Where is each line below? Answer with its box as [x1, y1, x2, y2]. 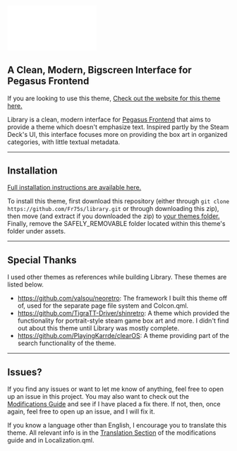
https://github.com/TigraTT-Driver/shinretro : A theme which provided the [17, 309, 231, 318]
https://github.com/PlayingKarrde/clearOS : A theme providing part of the [17, 332, 229, 340]
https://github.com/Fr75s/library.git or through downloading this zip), [7, 205, 219, 213]
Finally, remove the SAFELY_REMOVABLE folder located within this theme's [7, 220, 226, 228]
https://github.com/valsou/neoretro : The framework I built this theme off [17, 294, 228, 303]
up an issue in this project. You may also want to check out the [7, 392, 189, 401]
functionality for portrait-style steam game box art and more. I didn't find [17, 316, 229, 325]
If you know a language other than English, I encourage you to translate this [7, 421, 227, 430]
